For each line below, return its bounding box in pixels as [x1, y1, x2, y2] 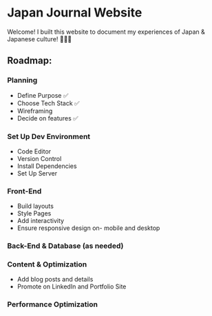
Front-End [7, 186, 42, 196]
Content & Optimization [7, 260, 87, 269]
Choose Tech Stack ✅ [17, 98, 80, 107]
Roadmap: [7, 55, 52, 67]
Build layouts [17, 202, 54, 211]
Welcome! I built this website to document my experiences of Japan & [7, 28, 205, 36]
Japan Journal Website [7, 5, 142, 21]
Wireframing [17, 107, 53, 115]
